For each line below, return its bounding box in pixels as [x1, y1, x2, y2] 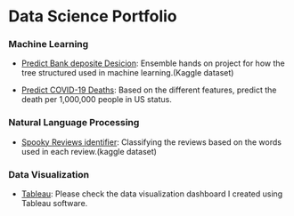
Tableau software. [20, 198, 88, 209]
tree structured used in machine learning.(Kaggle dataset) [20, 68, 234, 78]
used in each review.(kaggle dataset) [20, 146, 158, 156]
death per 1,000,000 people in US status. [20, 94, 173, 105]
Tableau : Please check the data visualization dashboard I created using [20, 188, 283, 199]
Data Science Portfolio [8, 6, 177, 27]
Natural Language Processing [8, 116, 140, 129]
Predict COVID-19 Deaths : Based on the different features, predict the [20, 84, 277, 95]
